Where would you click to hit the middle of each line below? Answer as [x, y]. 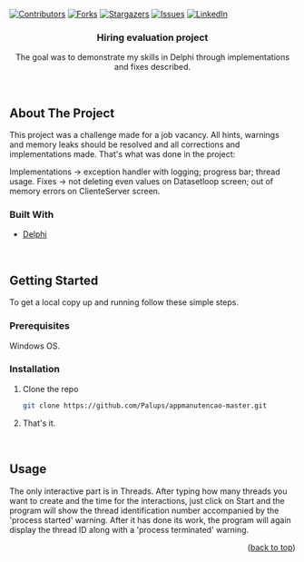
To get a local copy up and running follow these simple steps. [124, 302]
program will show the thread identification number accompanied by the [144, 510]
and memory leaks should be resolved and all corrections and [125, 144]
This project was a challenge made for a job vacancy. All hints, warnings [144, 135]
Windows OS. [35, 346]
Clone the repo [50, 389]
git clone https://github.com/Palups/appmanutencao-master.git [145, 405]
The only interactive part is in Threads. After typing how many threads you [148, 491]
